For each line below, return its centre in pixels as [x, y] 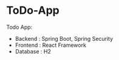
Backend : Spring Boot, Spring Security [64, 38]
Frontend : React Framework [51, 45]
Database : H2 [33, 51]
